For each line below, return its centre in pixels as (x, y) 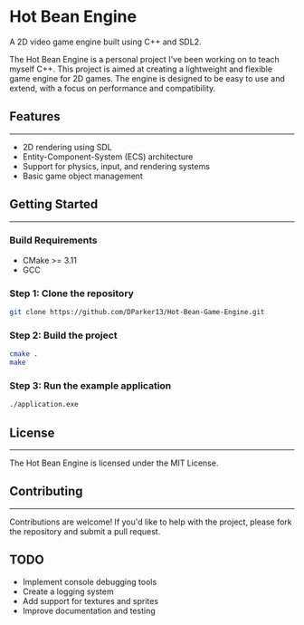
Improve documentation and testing (89, 611)
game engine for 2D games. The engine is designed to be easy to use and (147, 78)
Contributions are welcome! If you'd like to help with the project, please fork (151, 522)
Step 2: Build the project (63, 335)
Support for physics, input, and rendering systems (116, 166)
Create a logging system (68, 591)
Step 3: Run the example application (90, 385)
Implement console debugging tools (90, 582)
